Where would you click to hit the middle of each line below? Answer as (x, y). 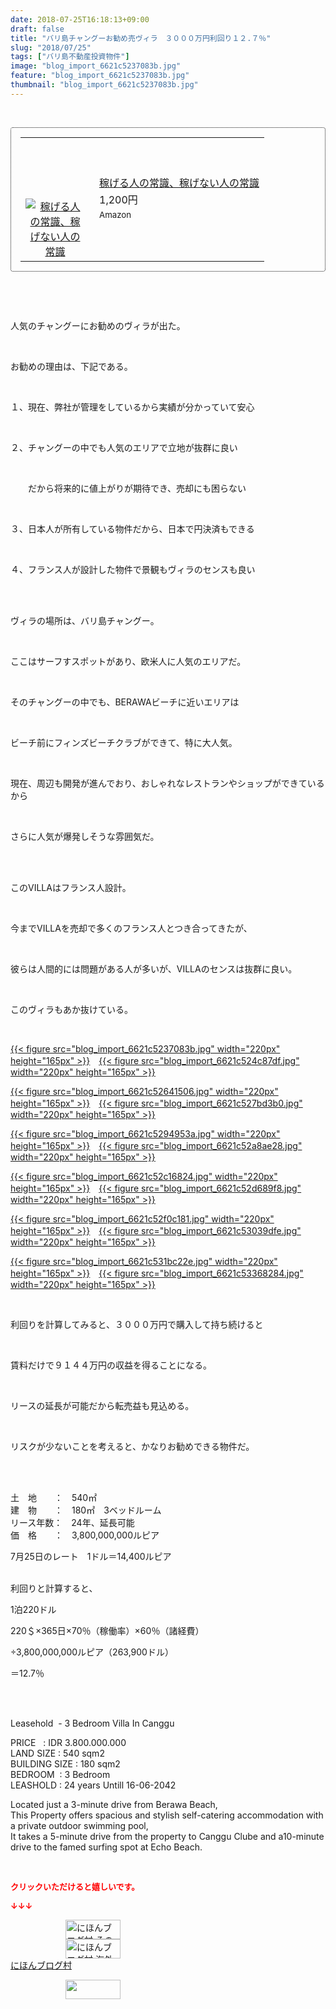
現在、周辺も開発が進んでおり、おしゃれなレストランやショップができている (167, 783)
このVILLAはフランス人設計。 (71, 887)
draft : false (37, 29)
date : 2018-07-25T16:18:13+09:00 (80, 19)
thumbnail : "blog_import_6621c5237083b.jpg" (104, 85)
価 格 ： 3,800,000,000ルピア (85, 1535)
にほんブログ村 (41, 1965)
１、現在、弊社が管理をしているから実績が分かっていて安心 (132, 407)
